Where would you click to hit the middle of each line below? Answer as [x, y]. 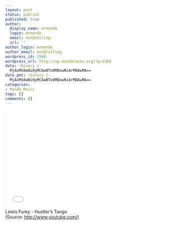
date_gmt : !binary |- [28, 75]
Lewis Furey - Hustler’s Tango [36, 212]
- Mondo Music [20, 89]
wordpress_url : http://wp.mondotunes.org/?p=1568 [58, 61]
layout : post [19, 10]
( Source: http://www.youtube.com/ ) [42, 217]
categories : [18, 84]
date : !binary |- [23, 66]
